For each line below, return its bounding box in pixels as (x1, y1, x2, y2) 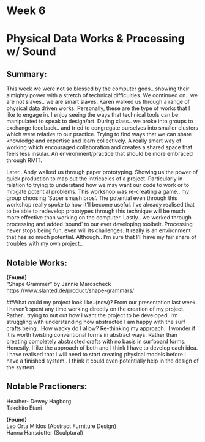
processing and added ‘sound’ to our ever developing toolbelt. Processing (6, 221, 193, 228)
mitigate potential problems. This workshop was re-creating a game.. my (6, 188, 190, 196)
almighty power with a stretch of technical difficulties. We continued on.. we (6, 92, 198, 99)
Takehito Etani (6, 404, 42, 411)
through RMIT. (6, 157, 43, 164)
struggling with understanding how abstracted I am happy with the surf (6, 319, 185, 325)
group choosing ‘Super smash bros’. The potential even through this (6, 194, 177, 202)
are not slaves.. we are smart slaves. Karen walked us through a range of (6, 98, 190, 106)
